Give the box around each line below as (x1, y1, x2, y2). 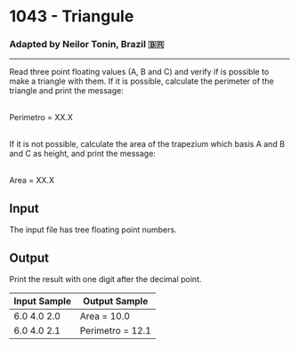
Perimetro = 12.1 (79, 325, 151, 337)
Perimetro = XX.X (9, 112, 74, 123)
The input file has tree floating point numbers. (9, 224, 177, 235)
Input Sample (13, 295, 71, 308)
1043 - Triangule (9, 6, 134, 27)
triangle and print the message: (9, 85, 125, 96)
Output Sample (83, 295, 149, 308)
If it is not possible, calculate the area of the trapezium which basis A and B (9, 139, 286, 150)
